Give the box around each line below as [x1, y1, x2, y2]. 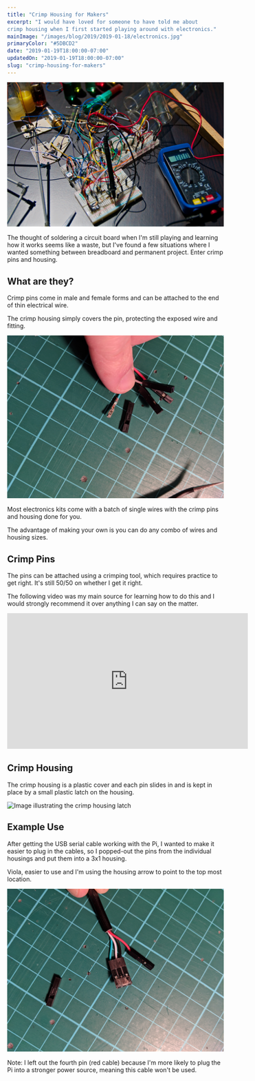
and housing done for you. [7, 513, 82, 521]
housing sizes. [7, 533, 48, 542]
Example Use [7, 821, 65, 833]
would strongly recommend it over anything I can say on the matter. [7, 599, 199, 608]
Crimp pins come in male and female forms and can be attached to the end [7, 294, 219, 302]
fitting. [7, 322, 26, 330]
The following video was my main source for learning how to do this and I [7, 593, 215, 601]
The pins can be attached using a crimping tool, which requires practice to [7, 572, 218, 580]
